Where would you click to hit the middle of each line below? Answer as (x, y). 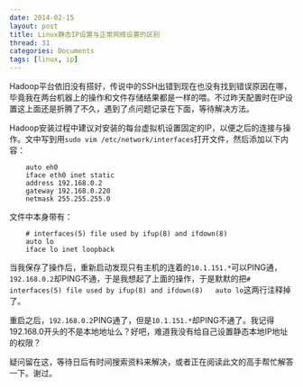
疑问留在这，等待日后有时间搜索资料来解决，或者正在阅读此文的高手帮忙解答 (151, 362)
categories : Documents (52, 51)
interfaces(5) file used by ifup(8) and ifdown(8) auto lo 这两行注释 (147, 290)
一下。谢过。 (33, 373)
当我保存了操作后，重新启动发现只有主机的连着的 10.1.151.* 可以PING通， (146, 267)
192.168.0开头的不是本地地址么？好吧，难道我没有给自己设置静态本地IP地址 (149, 331)
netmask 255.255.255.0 (68, 199)
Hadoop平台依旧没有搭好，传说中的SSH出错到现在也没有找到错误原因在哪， (151, 86)
